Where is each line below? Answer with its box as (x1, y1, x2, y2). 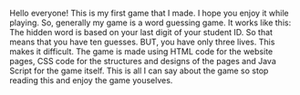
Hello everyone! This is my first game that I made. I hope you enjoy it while (9, 8, 289, 18)
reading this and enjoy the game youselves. (9, 75, 173, 85)
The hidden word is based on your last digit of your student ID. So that (9, 27, 274, 37)
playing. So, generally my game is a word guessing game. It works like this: (9, 17, 292, 28)
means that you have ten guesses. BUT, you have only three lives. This (9, 36, 275, 47)
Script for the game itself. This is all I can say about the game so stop (9, 65, 269, 76)
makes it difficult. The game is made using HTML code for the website (9, 46, 274, 57)
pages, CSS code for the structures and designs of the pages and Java (9, 56, 276, 66)
